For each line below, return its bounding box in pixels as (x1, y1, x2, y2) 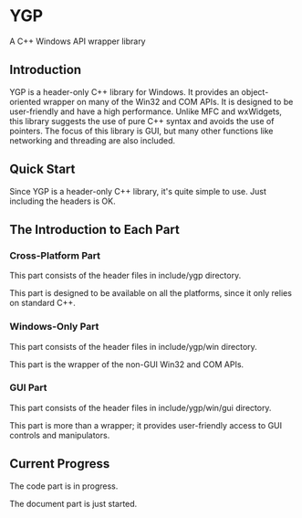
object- (241, 86, 269, 97)
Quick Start (9, 162, 76, 177)
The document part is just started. (9, 498, 138, 509)
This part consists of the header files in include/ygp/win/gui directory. (9, 402, 272, 413)
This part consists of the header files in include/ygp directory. (9, 270, 242, 281)
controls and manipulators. (9, 429, 110, 440)
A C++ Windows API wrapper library (9, 36, 146, 47)
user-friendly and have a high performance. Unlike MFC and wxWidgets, (9, 106, 283, 117)
